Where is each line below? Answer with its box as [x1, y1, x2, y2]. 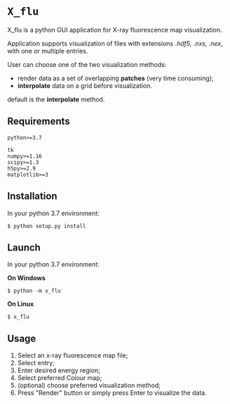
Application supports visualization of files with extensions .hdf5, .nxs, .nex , [7, 39, 223, 47]
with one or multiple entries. [7, 46, 88, 55]
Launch [7, 241, 41, 253]
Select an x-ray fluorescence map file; [17, 351, 128, 360]
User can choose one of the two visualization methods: [7, 60, 167, 68]
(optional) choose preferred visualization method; [17, 381, 161, 390]
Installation [7, 190, 57, 202]
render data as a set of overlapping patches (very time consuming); [17, 74, 214, 82]
